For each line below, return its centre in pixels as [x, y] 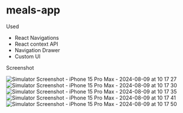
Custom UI [27, 56]
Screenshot [20, 67]
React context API [36, 44]
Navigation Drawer [37, 50]
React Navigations [37, 37]
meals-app [33, 10]
